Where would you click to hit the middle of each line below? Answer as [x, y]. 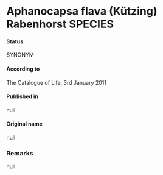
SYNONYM [20, 55]
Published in [22, 96]
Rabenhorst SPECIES [60, 24]
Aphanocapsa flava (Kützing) [82, 11]
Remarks [20, 153]
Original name [24, 124]
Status [15, 41]
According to [23, 69]
